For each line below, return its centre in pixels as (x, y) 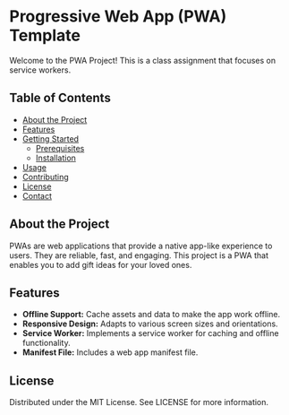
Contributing (45, 177)
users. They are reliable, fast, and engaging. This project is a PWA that (139, 255)
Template (45, 35)
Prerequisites (60, 148)
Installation (55, 158)
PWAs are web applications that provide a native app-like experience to (141, 246)
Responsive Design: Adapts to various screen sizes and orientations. (150, 324)
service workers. (40, 70)
